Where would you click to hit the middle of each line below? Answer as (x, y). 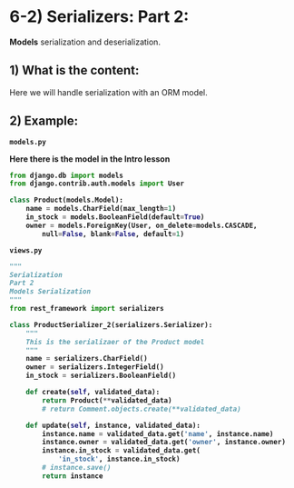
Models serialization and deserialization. (85, 42)
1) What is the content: (74, 70)
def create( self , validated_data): (93, 393)
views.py (26, 250)
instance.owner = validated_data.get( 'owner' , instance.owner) (164, 443)
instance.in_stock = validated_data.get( (122, 451)
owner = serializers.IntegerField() (95, 367)
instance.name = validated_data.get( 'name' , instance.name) (158, 433)
